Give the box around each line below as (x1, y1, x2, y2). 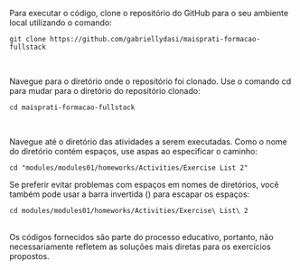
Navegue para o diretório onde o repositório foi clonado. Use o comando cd (9, 76, 292, 87)
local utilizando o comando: (9, 17, 113, 28)
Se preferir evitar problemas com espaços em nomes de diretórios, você (9, 180, 279, 190)
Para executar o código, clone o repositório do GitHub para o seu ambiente (9, 8, 289, 18)
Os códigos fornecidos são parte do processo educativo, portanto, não (9, 232, 274, 242)
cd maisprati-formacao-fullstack (9, 103, 136, 112)
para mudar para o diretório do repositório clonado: (9, 86, 201, 96)
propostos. (9, 251, 50, 261)
